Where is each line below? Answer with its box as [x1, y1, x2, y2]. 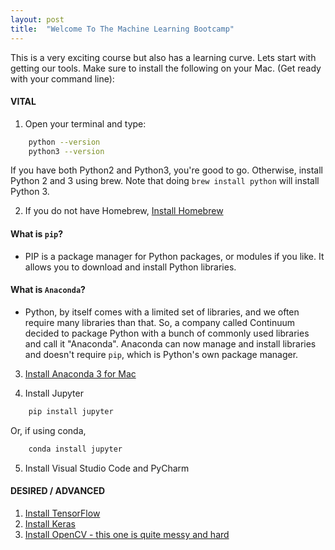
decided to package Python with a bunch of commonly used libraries [24, 327, 310, 339]
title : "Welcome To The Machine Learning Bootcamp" [10, 24, 235, 34]
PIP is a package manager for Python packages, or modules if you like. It [24, 250, 325, 262]
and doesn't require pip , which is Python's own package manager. [24, 348, 299, 360]
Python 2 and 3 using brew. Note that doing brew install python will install [10, 175, 320, 187]
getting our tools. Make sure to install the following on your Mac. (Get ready [10, 62, 322, 74]
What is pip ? [10, 228, 64, 240]
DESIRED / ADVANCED [10, 485, 106, 497]
